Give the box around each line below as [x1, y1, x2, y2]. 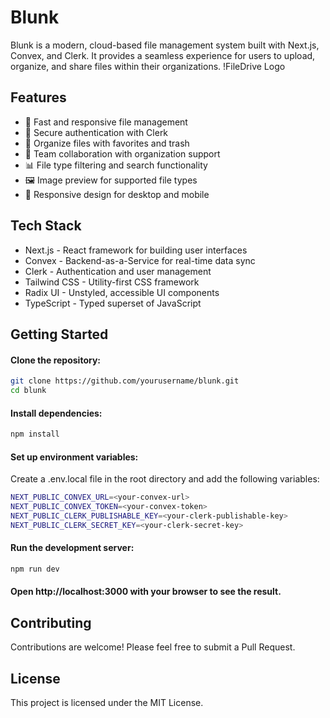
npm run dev [10, 564, 60, 574]
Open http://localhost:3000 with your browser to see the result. [10, 586, 282, 598]
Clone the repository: [10, 354, 101, 366]
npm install [10, 429, 60, 440]
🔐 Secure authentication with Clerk [24, 126, 169, 138]
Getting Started [10, 326, 109, 343]
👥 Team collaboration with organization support [24, 147, 221, 160]
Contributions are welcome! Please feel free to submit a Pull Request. [10, 641, 296, 653]
